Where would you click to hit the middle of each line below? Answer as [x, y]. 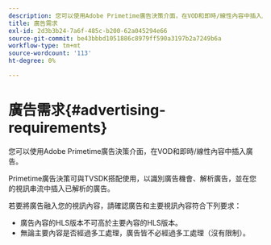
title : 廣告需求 [33, 23]
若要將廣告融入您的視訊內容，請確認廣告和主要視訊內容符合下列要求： [125, 206]
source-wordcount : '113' [50, 53]
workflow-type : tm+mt [45, 46]
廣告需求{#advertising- [87, 110]
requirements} [58, 128]
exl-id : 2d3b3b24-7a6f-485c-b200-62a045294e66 [88, 31]
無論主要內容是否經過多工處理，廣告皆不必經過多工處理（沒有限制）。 [135, 233]
